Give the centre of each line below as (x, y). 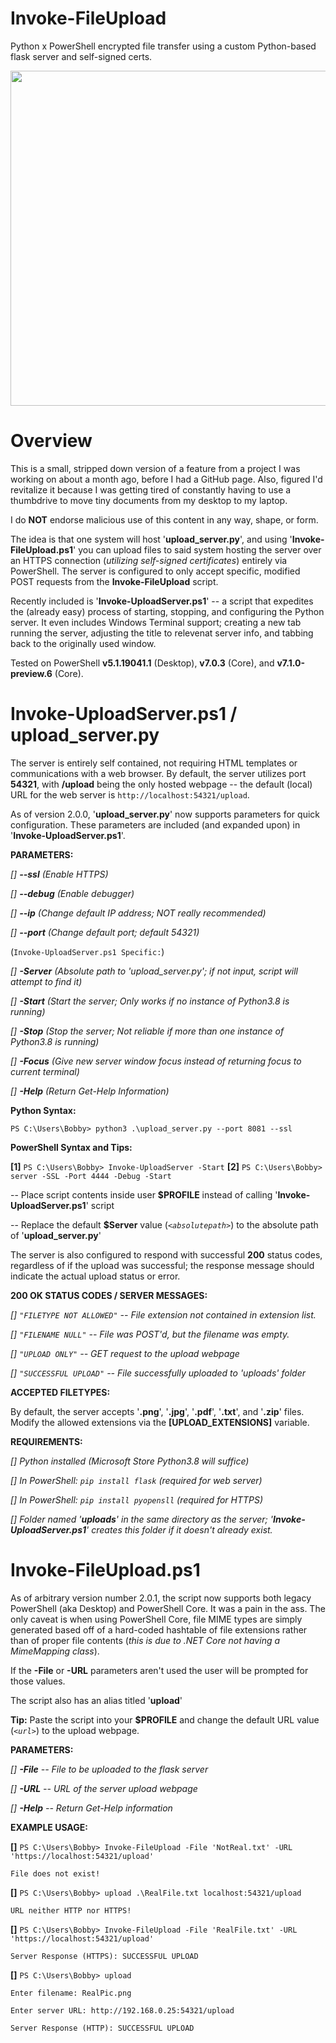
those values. (38, 1681)
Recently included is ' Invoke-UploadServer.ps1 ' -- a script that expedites (162, 601)
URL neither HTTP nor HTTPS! (71, 1910)
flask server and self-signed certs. (81, 56)
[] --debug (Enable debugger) (72, 893)
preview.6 (31, 673)
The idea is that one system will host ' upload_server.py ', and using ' (151, 539)
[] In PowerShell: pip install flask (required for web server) (136, 1480)
